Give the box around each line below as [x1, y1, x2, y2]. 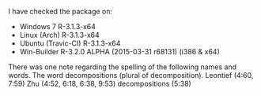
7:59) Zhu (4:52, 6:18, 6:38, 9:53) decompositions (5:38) [8, 79, 191, 88]
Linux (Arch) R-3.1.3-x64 [19, 31, 100, 39]
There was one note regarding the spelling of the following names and [8, 62, 237, 72]
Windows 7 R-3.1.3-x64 [19, 22, 96, 31]
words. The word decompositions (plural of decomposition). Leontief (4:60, [8, 71, 254, 79]
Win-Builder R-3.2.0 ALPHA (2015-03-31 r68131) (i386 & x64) [19, 47, 220, 56]
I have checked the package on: [8, 7, 113, 16]
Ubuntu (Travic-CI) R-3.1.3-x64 [19, 39, 121, 48]
